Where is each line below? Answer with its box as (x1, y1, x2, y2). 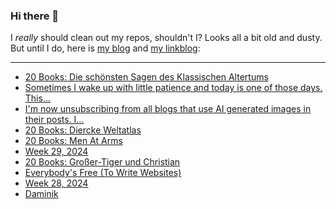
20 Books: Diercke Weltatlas (24, 124, 142, 136)
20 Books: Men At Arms (24, 135, 123, 147)
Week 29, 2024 (24, 145, 89, 158)
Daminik (24, 188, 59, 200)
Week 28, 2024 (24, 177, 89, 189)
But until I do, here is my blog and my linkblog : (10, 42, 201, 54)
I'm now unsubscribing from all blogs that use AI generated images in (24, 103, 312, 115)
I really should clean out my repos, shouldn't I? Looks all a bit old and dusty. (10, 32, 323, 44)
